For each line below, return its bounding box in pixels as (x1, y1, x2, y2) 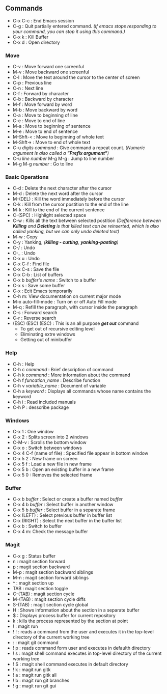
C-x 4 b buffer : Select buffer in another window (12, 502, 114, 508)
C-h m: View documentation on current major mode (12, 293, 121, 299)
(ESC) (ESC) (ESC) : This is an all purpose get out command (12, 320, 139, 326)
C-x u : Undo (12, 256, 40, 262)
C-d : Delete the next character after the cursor (12, 185, 112, 191)
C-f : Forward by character (12, 91, 69, 97)
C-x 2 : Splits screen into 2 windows (12, 434, 89, 440)
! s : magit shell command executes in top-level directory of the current (12, 650, 162, 656)
